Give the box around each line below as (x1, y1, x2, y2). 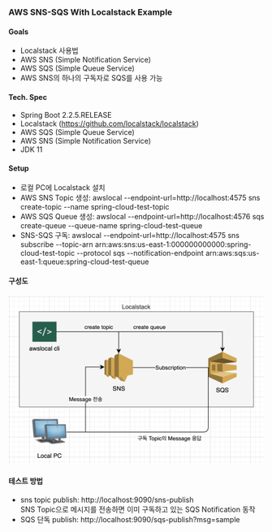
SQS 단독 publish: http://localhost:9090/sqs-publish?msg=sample (19, 514, 240, 524)
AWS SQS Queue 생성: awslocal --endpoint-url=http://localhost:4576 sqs (19, 211, 265, 221)
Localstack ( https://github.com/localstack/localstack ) (19, 119, 199, 128)
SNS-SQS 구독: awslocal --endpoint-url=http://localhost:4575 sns (19, 230, 240, 240)
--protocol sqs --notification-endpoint (76, 248, 205, 257)
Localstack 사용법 (19, 45, 79, 55)
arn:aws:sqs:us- (205, 248, 260, 257)
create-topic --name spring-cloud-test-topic (19, 201, 170, 211)
